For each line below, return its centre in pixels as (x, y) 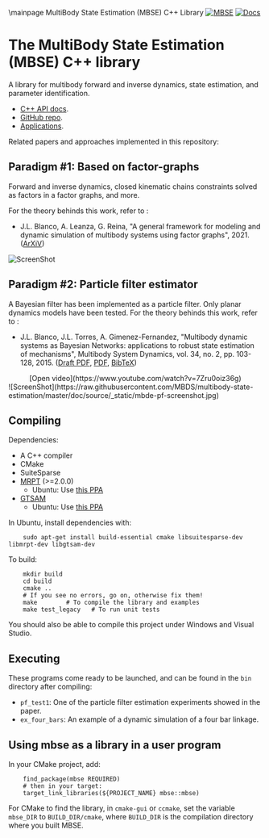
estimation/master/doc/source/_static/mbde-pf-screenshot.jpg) (114, 395)
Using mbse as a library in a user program (115, 745)
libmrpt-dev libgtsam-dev (52, 545)
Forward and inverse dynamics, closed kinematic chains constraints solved (133, 186)
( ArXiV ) (32, 243)
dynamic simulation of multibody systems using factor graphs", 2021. (134, 235)
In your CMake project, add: (54, 764)
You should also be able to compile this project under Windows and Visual (131, 625)
